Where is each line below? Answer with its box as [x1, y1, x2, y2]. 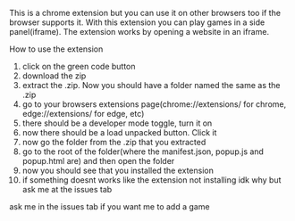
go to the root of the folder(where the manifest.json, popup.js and [21, 146, 264, 157]
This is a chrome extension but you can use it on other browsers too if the [9, 8, 282, 18]
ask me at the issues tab [21, 184, 113, 194]
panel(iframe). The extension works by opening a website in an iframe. [9, 27, 270, 37]
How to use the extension [9, 44, 104, 54]
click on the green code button [21, 61, 136, 71]
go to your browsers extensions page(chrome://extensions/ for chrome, [21, 99, 287, 110]
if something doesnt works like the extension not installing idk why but [21, 175, 282, 185]
